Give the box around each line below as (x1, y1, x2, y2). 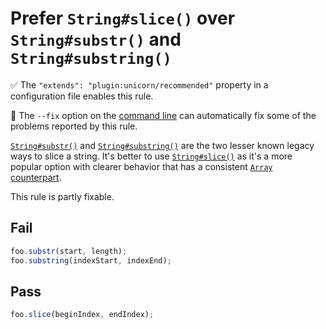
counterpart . (10, 171, 62, 183)
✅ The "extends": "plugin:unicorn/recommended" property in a (10, 78, 269, 91)
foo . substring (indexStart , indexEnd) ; (10, 255, 172, 266)
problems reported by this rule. (10, 120, 138, 132)
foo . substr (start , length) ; (10, 246, 128, 256)
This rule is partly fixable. (10, 190, 115, 202)
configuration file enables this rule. (10, 90, 154, 102)
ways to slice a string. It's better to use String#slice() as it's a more (10, 150, 293, 162)
